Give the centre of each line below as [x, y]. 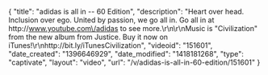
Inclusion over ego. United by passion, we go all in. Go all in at [111, 20]
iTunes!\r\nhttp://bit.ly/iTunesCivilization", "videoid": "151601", [111, 45]
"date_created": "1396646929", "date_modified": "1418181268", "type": [126, 54]
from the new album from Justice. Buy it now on [88, 37]
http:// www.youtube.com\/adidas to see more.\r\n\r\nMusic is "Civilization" [133, 28]
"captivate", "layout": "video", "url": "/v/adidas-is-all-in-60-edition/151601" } [134, 62]
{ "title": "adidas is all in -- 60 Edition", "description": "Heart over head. [126, 12]
